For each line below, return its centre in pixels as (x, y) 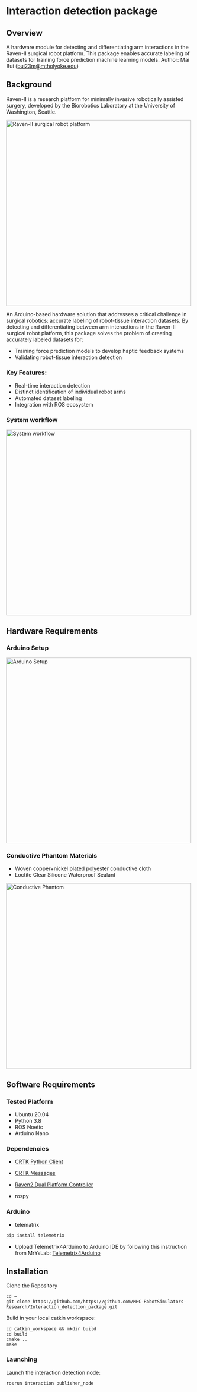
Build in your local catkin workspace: (51, 1318)
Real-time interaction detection (52, 386)
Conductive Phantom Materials (52, 856)
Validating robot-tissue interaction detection (68, 357)
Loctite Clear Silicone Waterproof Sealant (65, 875)
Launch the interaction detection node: (53, 1372)
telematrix (27, 1224)
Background (29, 85)
